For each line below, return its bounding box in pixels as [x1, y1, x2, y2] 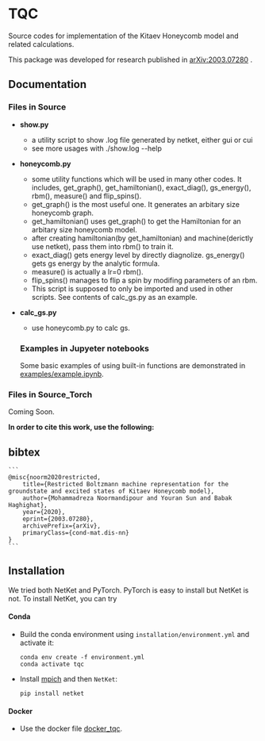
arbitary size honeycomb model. [31, 225, 137, 234]
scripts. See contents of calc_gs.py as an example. [31, 292, 198, 301]
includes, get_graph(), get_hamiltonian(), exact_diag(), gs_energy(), [31, 182, 252, 192]
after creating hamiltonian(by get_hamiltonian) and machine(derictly [31, 233, 254, 243]
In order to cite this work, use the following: [8, 422, 155, 432]
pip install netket [19, 689, 85, 698]
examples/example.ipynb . [19, 369, 105, 378]
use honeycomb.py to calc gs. [31, 323, 131, 332]
